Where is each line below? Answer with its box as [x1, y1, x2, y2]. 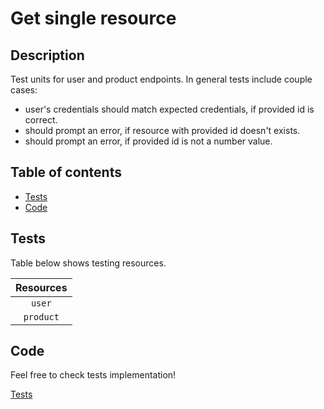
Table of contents [10, 164, 122, 181]
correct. [24, 114, 58, 126]
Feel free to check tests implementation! [10, 369, 177, 381]
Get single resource [10, 7, 177, 30]
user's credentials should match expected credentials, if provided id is [24, 103, 315, 115]
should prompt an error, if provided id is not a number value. [24, 135, 273, 147]
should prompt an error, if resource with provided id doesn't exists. [24, 125, 301, 136]
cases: [10, 84, 38, 96]
